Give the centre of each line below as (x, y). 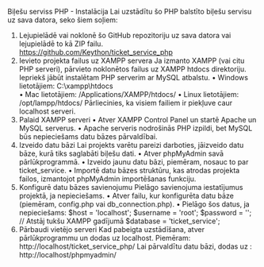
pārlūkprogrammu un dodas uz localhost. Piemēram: (105, 238)
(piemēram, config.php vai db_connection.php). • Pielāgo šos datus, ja (134, 204)
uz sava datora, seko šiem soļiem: (63, 20)
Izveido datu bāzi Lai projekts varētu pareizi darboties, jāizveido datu (131, 145)
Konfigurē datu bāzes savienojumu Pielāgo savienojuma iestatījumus (131, 187)
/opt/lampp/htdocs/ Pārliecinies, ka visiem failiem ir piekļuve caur (126, 103)
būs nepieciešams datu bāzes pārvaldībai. (88, 137)
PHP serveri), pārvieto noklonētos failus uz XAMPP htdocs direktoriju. (132, 69)
